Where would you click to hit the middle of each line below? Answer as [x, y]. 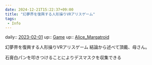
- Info [14, 23]
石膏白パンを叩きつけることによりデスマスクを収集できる [63, 58]
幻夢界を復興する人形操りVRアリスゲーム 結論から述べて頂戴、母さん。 [77, 47]
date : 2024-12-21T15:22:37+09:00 [39, 10]
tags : [11, 19]
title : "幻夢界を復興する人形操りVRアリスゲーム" [50, 14]
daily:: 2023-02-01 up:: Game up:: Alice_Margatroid [57, 37]
